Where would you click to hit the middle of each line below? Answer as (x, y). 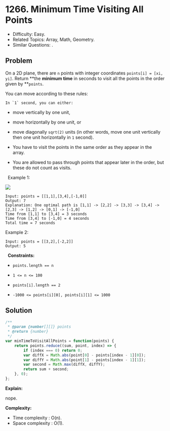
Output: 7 (16, 201)
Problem (19, 61)
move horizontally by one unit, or (47, 122)
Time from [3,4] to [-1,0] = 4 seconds (47, 218)
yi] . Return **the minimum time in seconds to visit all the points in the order (85, 78)
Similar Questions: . (33, 45)
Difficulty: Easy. (29, 34)
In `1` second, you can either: (39, 103)
